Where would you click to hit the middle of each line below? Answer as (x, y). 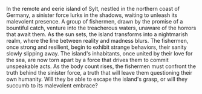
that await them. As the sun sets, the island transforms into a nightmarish (97, 34)
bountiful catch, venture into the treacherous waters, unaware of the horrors (101, 28)
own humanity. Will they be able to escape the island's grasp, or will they (97, 79)
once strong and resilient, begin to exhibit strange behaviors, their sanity (96, 47)
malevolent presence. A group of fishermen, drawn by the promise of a (95, 21)
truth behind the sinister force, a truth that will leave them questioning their (99, 73)
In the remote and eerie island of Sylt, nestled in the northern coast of (93, 9)
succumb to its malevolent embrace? (52, 86)
